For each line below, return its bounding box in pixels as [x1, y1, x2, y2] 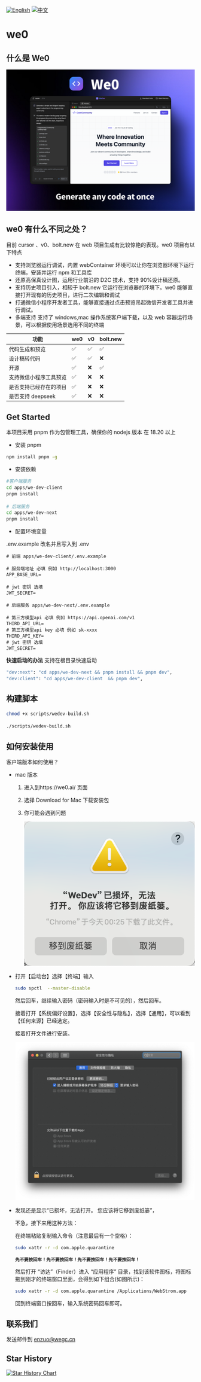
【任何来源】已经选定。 [14, 1017, 73, 1024]
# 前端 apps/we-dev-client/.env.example [6, 553, 106, 559]
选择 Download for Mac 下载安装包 [23, 796, 109, 804]
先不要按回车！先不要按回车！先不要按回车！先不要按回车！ [14, 1256, 140, 1262]
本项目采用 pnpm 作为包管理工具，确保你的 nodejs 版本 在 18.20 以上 [6, 428, 176, 436]
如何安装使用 [6, 741, 54, 751]
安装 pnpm [14, 442, 42, 449]
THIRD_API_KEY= [6, 633, 44, 640]
